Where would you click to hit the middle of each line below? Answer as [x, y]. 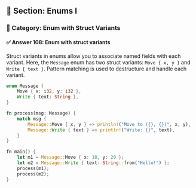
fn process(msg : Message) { [41, 113]
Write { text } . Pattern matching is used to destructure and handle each [97, 69]
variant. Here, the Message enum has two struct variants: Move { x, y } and [98, 62]
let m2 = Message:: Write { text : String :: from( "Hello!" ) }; [93, 163]
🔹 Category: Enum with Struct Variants [63, 28]
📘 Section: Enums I [42, 11]
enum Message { [25, 86]
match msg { [32, 119]
